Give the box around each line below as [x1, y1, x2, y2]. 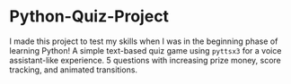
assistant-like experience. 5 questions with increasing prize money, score [9, 55, 281, 65]
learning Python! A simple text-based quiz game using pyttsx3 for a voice [9, 45, 282, 55]
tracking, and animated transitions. [9, 64, 137, 75]
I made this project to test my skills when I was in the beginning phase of [9, 36, 278, 46]
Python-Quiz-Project [9, 6, 169, 27]
